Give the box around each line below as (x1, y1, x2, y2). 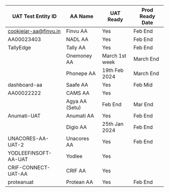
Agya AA (66, 98, 87, 105)
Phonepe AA (66, 70, 96, 77)
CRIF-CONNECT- (8, 164, 50, 171)
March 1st (102, 53, 127, 59)
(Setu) (66, 104, 81, 111)
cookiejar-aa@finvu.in (8, 28, 61, 34)
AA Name (70, 13, 94, 20)
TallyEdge (8, 44, 31, 51)
